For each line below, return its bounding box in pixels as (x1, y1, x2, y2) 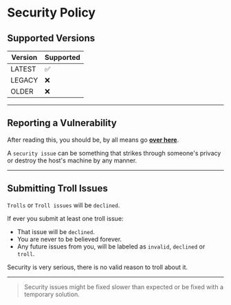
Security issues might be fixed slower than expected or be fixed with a (23, 282, 224, 291)
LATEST (10, 64, 36, 74)
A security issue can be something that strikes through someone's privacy (7, 149, 221, 157)
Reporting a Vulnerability (7, 117, 117, 129)
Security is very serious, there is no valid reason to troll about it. (7, 263, 188, 271)
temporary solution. (23, 290, 80, 298)
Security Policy (7, 5, 96, 21)
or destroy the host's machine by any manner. (7, 156, 137, 165)
